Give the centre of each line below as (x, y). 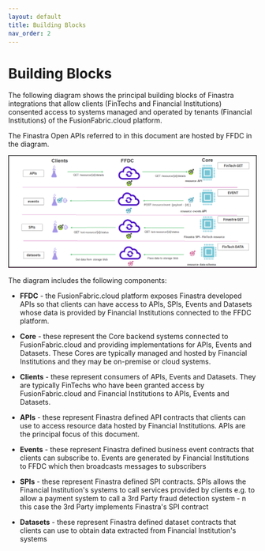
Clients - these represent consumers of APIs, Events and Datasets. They (138, 377)
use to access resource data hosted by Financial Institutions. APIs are (132, 426)
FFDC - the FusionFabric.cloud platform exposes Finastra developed (131, 296)
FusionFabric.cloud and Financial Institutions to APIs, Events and (124, 394)
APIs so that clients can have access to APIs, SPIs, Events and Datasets (136, 304)
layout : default (35, 17)
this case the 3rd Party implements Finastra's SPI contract (114, 507)
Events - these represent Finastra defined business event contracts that (137, 450)
